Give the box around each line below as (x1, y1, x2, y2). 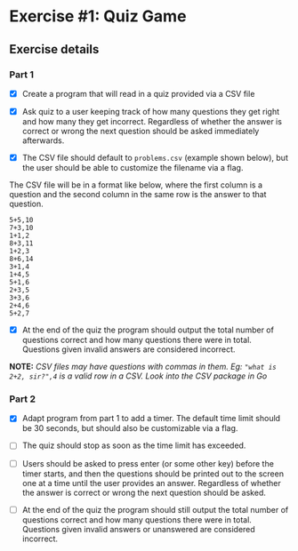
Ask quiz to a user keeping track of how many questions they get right (21, 106, 280, 116)
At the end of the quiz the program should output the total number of (21, 324, 274, 335)
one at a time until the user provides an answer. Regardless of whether (21, 477, 282, 488)
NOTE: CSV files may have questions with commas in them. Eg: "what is (9, 362, 278, 372)
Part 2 (9, 393, 36, 405)
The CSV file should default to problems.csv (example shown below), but (21, 153, 289, 163)
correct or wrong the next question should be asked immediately (21, 126, 260, 136)
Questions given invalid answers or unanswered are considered (21, 523, 255, 534)
